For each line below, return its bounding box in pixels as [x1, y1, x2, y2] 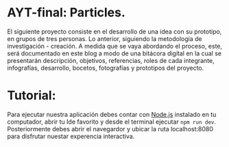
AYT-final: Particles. [7, 5, 125, 21]
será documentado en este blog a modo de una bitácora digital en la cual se [7, 49, 221, 57]
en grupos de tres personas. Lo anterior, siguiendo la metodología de [7, 34, 202, 42]
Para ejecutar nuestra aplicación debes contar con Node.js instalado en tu [7, 110, 217, 118]
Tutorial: [7, 88, 56, 103]
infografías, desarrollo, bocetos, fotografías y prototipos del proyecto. [7, 64, 204, 72]
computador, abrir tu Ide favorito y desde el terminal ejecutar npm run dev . [7, 118, 217, 126]
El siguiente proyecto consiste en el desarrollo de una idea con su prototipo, [7, 27, 222, 36]
